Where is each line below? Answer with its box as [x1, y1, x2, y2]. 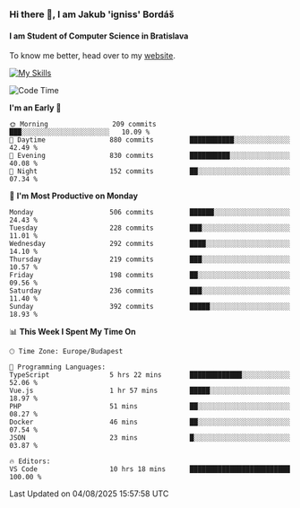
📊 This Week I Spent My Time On [9, 327, 136, 337]
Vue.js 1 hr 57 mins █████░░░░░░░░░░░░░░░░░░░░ [9, 386, 291, 396]
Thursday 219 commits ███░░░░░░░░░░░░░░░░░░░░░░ [9, 255, 291, 264]
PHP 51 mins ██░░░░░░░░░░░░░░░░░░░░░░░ [9, 402, 291, 411]
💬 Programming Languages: [9, 363, 106, 372]
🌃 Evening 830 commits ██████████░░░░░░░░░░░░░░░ [9, 152, 291, 161]
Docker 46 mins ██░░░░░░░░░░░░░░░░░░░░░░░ [9, 417, 291, 427]
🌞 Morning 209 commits [9, 120, 157, 129]
